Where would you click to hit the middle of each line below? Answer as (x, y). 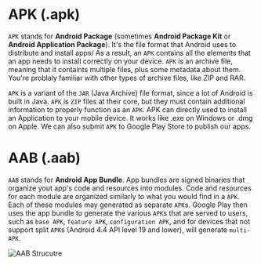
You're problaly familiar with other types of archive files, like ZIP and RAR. (127, 78)
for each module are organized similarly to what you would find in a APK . (124, 196)
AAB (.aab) (44, 158)
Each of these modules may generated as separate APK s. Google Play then (128, 205)
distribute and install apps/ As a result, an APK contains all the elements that (129, 53)
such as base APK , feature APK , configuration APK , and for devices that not (129, 221)
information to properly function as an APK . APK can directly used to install (127, 109)
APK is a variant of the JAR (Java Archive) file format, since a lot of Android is (130, 93)
